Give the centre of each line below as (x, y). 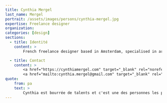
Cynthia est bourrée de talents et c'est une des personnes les (91, 93)
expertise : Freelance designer (38, 24)
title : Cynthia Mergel (29, 10)
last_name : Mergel (24, 14)
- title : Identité (29, 42)
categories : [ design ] (28, 33)
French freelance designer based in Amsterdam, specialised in (90, 51)
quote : (12, 79)
